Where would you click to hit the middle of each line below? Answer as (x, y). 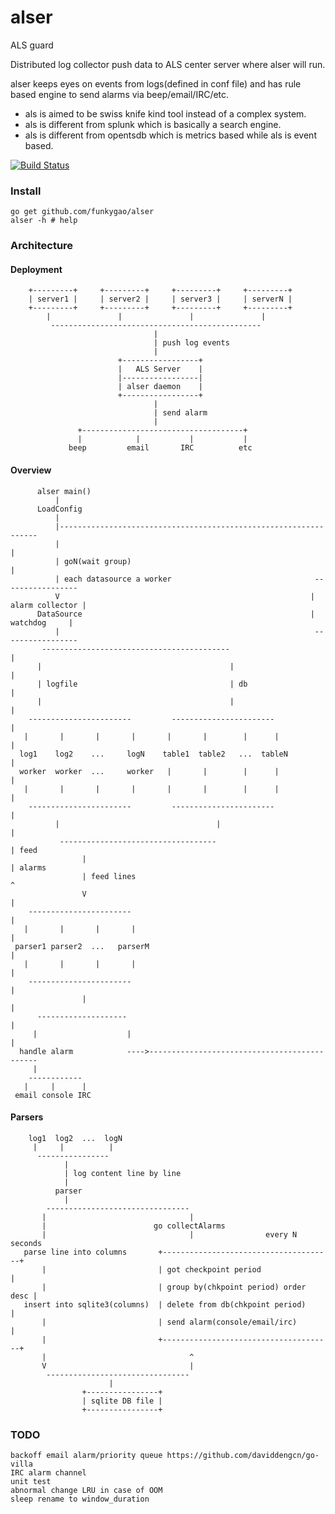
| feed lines (109, 876)
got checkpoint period (214, 1269)
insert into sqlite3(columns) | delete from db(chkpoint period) (165, 1304)
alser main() (64, 491)
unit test (31, 1482)
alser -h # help (44, 221)
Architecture (42, 246)
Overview (31, 470)
